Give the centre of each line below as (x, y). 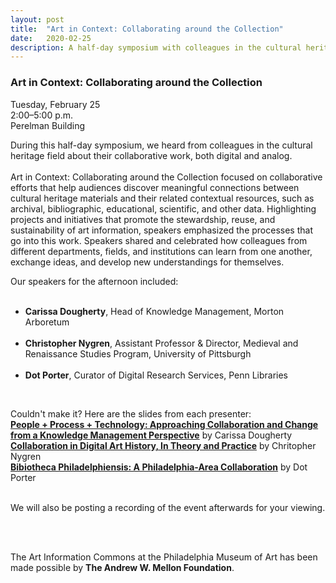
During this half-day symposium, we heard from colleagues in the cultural (161, 145)
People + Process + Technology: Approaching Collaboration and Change (164, 424)
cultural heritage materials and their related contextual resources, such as (162, 198)
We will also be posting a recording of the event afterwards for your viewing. (168, 507)
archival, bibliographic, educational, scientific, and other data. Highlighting (163, 208)
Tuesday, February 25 (55, 104)
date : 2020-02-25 (51, 38)
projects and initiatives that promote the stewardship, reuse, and (143, 219)
